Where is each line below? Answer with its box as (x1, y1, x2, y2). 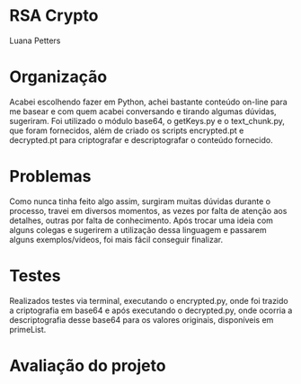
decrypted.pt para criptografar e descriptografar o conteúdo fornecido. (9, 134, 273, 145)
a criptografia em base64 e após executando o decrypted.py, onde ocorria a (9, 305, 293, 316)
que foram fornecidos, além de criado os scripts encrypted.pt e (9, 125, 244, 136)
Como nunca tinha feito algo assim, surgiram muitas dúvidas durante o (9, 195, 271, 207)
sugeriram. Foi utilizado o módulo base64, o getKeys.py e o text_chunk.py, (9, 115, 285, 126)
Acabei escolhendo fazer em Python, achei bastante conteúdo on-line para (9, 96, 288, 107)
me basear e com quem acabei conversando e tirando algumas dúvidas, (9, 105, 277, 117)
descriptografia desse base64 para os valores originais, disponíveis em (9, 314, 274, 325)
